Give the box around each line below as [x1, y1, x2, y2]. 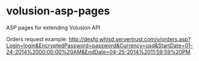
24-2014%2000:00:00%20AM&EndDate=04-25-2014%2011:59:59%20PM [6, 48, 191, 55]
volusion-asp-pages [6, 4, 110, 18]
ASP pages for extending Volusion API [6, 24, 101, 31]
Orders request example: [6, 35, 68, 42]
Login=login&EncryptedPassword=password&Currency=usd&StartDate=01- [6, 42, 193, 49]
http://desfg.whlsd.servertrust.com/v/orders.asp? [68, 35, 191, 42]
